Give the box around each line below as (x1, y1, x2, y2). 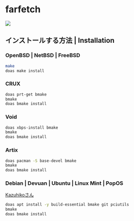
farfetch (5, 4, 41, 15)
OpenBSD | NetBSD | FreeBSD (5, 52, 80, 59)
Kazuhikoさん (5, 192, 34, 198)
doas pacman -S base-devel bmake (5, 158, 77, 163)
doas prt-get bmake (5, 92, 47, 97)
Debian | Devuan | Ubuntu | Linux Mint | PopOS (5, 180, 124, 187)
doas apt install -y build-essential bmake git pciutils (5, 202, 129, 207)
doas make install (5, 68, 44, 73)
